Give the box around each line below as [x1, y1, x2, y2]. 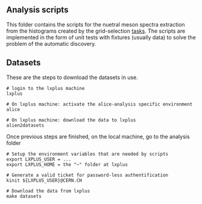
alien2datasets [6, 122, 45, 129]
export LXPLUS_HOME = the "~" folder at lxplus [6, 161, 128, 168]
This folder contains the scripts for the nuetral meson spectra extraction [6, 21, 185, 28]
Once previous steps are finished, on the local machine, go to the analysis [6, 133, 190, 140]
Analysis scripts [6, 5, 69, 15]
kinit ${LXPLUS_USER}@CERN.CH [6, 177, 83, 183]
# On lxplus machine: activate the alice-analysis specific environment [6, 101, 193, 107]
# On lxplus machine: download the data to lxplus [6, 117, 136, 123]
